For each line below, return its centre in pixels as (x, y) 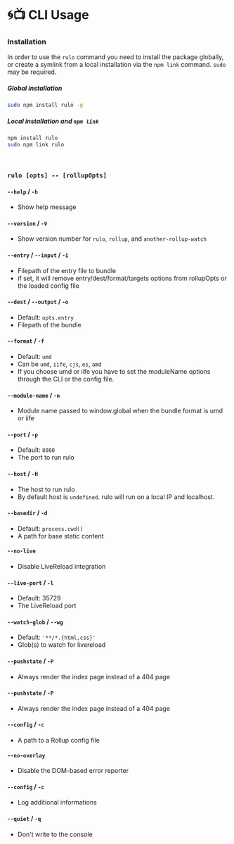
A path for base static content (60, 536)
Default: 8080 (36, 450)
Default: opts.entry (45, 317)
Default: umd (34, 356)
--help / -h (23, 191)
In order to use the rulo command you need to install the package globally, (116, 57)
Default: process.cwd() (50, 528)
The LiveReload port (47, 606)
